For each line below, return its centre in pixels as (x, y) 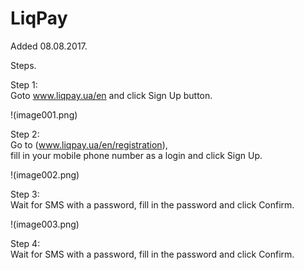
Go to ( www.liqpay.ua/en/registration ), (89, 144)
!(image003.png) (45, 224)
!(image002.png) (45, 174)
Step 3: (25, 194)
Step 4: (25, 243)
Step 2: (25, 134)
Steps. (23, 65)
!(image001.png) (44, 114)
